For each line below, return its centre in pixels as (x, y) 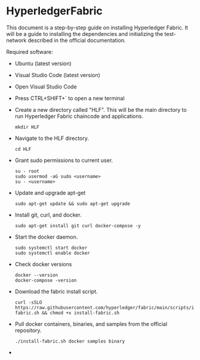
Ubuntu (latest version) (43, 63)
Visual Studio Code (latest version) (57, 75)
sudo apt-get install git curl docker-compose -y (78, 225)
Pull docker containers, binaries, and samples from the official (91, 324)
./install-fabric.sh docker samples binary (70, 341)
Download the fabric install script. (56, 291)
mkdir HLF (27, 127)
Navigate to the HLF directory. (52, 138)
